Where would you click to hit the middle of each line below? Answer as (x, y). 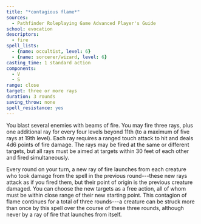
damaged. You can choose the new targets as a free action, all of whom (96, 188)
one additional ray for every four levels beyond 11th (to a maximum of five (98, 132)
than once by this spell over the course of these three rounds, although (95, 208)
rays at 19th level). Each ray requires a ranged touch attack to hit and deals (100, 138)
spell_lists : (23, 46)
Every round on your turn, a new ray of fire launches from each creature (96, 169)
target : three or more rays (42, 91)
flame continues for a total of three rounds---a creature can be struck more (101, 202)
